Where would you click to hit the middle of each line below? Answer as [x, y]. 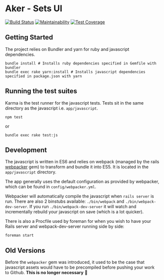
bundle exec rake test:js [31, 135]
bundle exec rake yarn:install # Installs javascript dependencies [75, 72]
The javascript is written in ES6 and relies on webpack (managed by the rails [82, 162]
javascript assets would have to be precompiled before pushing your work [80, 267]
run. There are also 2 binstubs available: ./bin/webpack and [65, 201]
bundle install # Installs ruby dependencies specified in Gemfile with [81, 63]
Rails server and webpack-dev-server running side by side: [65, 226]
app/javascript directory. [31, 172]
